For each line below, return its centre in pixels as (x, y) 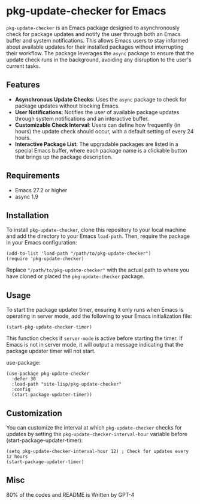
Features (23, 85)
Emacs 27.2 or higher (41, 190)
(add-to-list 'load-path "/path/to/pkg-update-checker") (79, 254)
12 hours (17, 457)
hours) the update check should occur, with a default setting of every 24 (104, 131)
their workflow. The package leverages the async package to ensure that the (100, 53)
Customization (34, 413)
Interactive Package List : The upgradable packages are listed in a (96, 144)
